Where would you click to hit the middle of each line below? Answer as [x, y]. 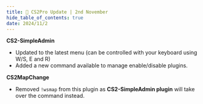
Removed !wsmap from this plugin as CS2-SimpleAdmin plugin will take [105, 89]
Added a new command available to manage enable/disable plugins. [101, 65]
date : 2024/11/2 [27, 23]
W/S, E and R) [33, 59]
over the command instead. [50, 96]
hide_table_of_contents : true [45, 18]
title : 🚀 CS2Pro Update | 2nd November [57, 12]
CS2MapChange [28, 78]
